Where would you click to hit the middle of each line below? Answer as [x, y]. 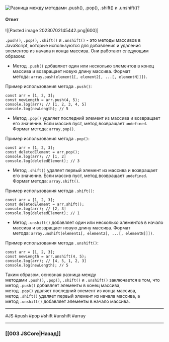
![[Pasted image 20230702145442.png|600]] [52, 31]
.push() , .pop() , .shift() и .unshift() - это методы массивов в [73, 40]
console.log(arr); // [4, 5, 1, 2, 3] [46, 261]
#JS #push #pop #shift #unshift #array [46, 316]
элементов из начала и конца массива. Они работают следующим [77, 51]
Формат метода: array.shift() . [46, 181]
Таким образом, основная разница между [51, 275]
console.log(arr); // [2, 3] [36, 209]
